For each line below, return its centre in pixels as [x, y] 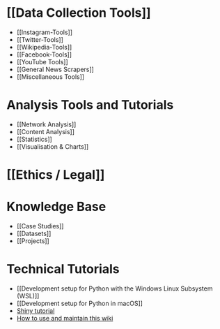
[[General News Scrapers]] [55, 69]
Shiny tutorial [36, 310]
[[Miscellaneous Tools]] [50, 76]
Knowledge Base [56, 207]
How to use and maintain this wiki [65, 318]
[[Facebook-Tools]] [44, 54]
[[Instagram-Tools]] [45, 32]
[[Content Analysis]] [45, 131]
